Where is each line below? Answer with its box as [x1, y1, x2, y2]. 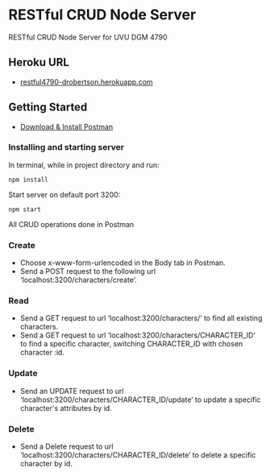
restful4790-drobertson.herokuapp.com [19, 77, 153, 86]
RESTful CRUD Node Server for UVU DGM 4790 [8, 32, 168, 42]
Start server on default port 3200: [8, 189, 121, 199]
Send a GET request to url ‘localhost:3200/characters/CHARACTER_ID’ [19, 330, 255, 340]
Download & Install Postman [19, 122, 114, 131]
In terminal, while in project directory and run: [8, 159, 160, 170]
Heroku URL [8, 56, 70, 69]
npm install [8, 176, 48, 184]
